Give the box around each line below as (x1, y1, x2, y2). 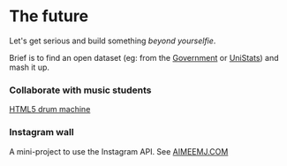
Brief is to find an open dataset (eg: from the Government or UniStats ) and (9, 52, 280, 63)
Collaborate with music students (9, 84, 152, 96)
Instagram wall (9, 126, 74, 139)
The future (9, 6, 89, 26)
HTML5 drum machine (9, 104, 91, 115)
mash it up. (9, 62, 50, 72)
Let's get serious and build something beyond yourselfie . (9, 35, 216, 46)
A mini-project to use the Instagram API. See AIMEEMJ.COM (9, 146, 229, 156)
